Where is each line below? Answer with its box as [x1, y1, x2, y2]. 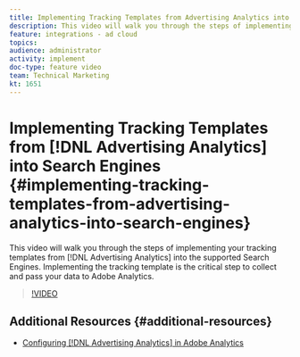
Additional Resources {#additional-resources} [9, 313, 272, 328]
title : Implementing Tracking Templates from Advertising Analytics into [9, 12, 290, 22]
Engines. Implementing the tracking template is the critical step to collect [9, 261, 277, 272]
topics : [9, 37, 38, 47]
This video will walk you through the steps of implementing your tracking [9, 242, 277, 253]
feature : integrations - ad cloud [9, 29, 138, 38]
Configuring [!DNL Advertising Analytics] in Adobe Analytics [21, 337, 244, 348]
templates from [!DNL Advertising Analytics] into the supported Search [9, 252, 270, 262]
